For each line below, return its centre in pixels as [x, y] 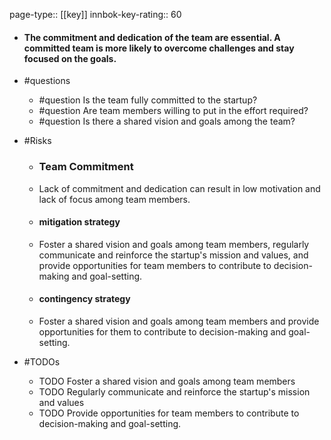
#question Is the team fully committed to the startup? [148, 100]
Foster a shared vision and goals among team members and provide [179, 321]
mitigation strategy [79, 222]
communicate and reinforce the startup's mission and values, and [173, 255]
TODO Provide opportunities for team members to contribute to [169, 413]
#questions [47, 81]
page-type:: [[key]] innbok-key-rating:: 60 [95, 14]
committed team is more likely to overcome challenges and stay [159, 48]
